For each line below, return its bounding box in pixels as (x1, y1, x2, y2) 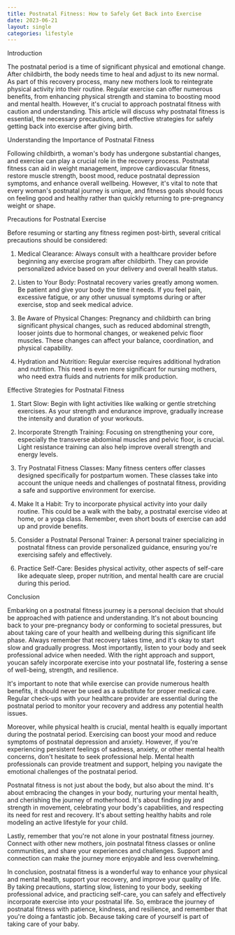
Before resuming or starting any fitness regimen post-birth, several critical (7, 228, 221, 237)
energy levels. (17, 450, 58, 459)
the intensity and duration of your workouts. (17, 414, 144, 423)
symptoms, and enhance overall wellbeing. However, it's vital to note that (7, 179, 218, 188)
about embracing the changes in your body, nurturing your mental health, (7, 789, 219, 797)
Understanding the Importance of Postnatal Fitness (7, 136, 155, 144)
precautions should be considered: (7, 236, 108, 245)
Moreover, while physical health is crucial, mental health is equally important (7, 723, 227, 731)
